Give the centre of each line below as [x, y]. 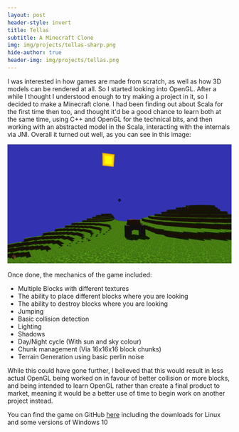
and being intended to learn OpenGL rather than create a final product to [114, 386]
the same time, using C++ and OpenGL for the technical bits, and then [110, 119]
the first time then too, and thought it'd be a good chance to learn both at [115, 111]
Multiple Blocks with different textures [73, 288]
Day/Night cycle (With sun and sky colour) [80, 341]
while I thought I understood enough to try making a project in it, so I [108, 96]
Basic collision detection [53, 319]
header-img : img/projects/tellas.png [63, 61]
